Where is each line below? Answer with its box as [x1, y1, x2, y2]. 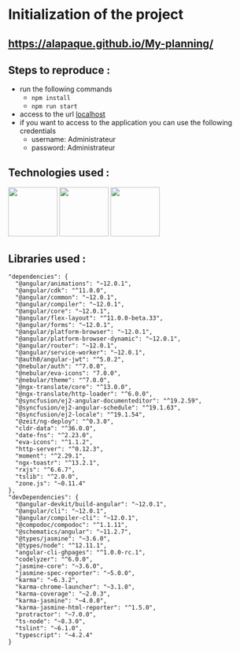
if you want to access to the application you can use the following [19, 118, 233, 128]
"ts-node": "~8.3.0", [15, 618, 87, 625]
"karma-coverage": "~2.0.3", [15, 590, 111, 598]
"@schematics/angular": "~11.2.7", [15, 528, 132, 536]
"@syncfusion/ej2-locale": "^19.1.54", [15, 411, 146, 419]
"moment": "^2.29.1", [15, 452, 87, 460]
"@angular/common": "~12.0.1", [15, 294, 118, 302]
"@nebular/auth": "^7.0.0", [15, 362, 108, 371]
